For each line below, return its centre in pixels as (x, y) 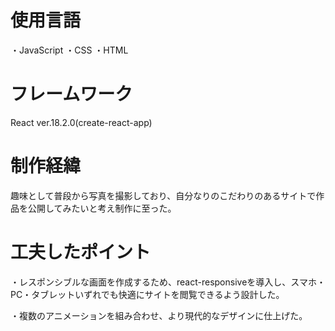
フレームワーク (71, 94)
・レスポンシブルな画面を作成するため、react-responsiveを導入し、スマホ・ (168, 282)
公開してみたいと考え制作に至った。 (102, 208)
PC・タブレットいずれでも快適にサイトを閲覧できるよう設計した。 (147, 294)
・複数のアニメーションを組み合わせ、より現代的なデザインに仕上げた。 (159, 315)
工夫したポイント (81, 252)
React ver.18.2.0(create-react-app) (81, 122)
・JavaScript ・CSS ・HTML (69, 50)
